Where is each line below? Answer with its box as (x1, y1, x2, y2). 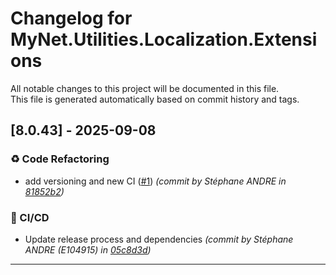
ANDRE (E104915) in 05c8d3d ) (24, 243, 152, 256)
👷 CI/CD (10, 210, 50, 224)
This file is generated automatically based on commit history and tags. (10, 93, 300, 105)
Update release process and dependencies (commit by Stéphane (24, 233, 294, 245)
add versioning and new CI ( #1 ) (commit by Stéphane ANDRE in (24, 175, 287, 187)
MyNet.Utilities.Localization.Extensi (10, 28, 318, 51)
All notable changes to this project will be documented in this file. (10, 82, 280, 94)
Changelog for (10, 7, 133, 30)
